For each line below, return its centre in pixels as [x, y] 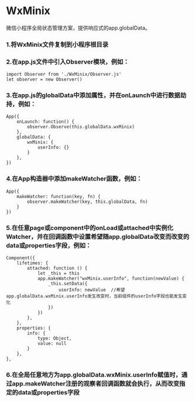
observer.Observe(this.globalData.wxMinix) [81, 127]
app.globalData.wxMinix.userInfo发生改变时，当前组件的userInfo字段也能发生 [94, 296]
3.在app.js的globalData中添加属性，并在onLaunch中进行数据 [93, 95]
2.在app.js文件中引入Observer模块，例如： [68, 62]
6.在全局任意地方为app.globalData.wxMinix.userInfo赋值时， [94, 374]
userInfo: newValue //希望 [92, 290]
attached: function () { [57, 269]
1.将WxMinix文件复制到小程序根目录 [57, 44]
